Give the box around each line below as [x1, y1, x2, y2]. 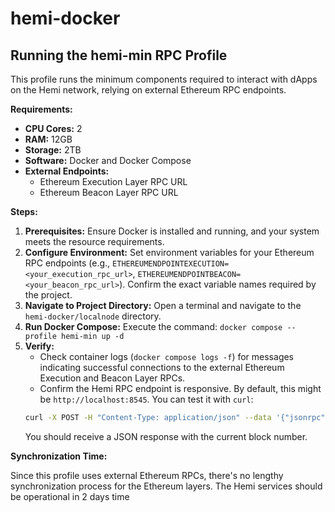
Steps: [10, 206, 38, 217]
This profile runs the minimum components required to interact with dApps [10, 73, 318, 85]
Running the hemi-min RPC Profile [10, 47, 228, 64]
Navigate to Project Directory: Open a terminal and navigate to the [24, 300, 302, 311]
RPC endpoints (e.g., [24, 257, 111, 269]
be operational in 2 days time [10, 490, 130, 502]
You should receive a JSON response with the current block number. [24, 430, 308, 442]
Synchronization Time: [10, 450, 108, 462]
